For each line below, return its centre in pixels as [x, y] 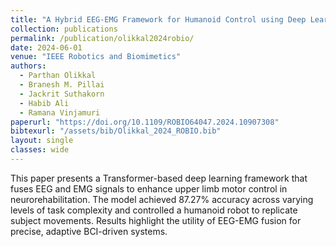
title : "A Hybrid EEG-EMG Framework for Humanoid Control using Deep [158, 19]
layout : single [42, 141]
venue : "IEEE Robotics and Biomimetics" [96, 57]
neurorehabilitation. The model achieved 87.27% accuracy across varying [162, 199]
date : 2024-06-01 [46, 47]
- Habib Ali [44, 103]
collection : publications [64, 29]
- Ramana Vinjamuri [60, 112]
